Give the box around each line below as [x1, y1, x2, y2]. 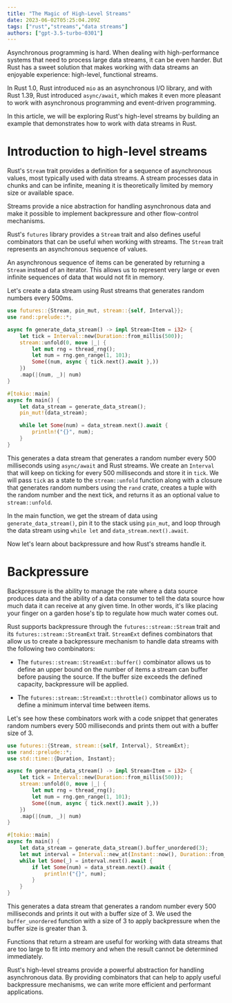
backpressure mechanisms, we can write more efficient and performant [7, 981, 211, 988]
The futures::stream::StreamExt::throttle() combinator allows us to [17, 693, 217, 702]
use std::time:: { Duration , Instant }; [7, 755, 116, 762]
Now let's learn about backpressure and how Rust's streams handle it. [7, 540, 207, 548]
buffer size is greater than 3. [7, 924, 88, 932]
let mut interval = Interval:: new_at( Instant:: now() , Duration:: [19, 851, 212, 858]
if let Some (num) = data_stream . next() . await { [32, 864, 171, 871]
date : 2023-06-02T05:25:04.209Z [7, 17, 100, 24]
